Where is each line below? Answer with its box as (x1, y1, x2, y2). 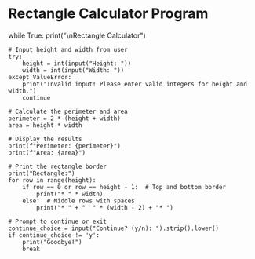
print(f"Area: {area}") (8, 148, 86, 157)
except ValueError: (8, 73, 72, 81)
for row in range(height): (8, 176, 97, 184)
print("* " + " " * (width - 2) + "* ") (36, 203, 174, 212)
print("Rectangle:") (8, 170, 76, 177)
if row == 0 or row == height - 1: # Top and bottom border (22, 183, 226, 191)
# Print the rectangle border (8, 162, 107, 170)
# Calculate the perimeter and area (8, 108, 128, 115)
